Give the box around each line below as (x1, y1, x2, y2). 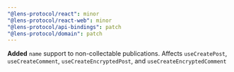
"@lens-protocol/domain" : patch (7, 30, 103, 37)
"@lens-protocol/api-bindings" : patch (7, 23, 122, 30)
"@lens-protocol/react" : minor (7, 10, 100, 18)
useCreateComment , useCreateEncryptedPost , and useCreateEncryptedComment (7, 57, 227, 66)
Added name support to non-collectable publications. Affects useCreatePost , (7, 49, 228, 58)
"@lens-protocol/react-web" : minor (7, 17, 112, 24)
